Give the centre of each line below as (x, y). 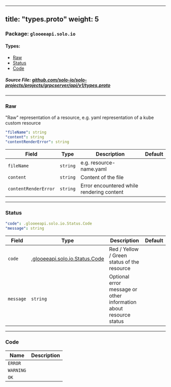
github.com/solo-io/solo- (60, 80)
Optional (119, 277)
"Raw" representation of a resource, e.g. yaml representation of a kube (80, 117)
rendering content (102, 192)
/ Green (118, 256)
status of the (124, 262)
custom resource (23, 123)
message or (123, 289)
